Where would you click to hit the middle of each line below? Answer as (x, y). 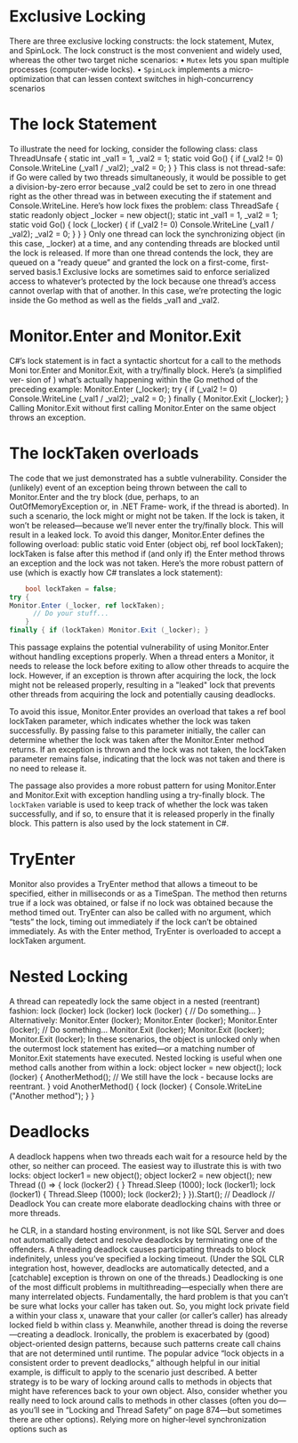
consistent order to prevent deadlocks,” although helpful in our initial (135, 1362)
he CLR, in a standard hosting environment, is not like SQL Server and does (147, 1230)
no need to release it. (48, 768)
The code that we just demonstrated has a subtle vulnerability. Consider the (148, 478)
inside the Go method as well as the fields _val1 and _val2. (114, 300)
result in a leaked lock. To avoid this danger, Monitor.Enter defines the (137, 535)
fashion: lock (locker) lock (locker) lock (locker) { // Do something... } (135, 1011)
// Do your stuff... (71, 614)
